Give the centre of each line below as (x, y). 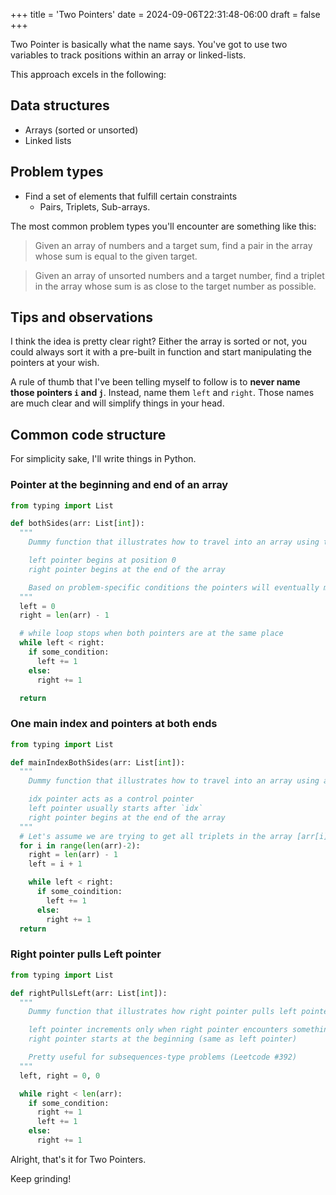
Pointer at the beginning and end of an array (119, 485)
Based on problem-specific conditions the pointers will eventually (174, 587)
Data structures (60, 105)
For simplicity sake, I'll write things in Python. (103, 459)
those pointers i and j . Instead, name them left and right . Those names (162, 393)
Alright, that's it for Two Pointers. (78, 1159)
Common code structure (88, 434)
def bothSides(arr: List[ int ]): (77, 524)
